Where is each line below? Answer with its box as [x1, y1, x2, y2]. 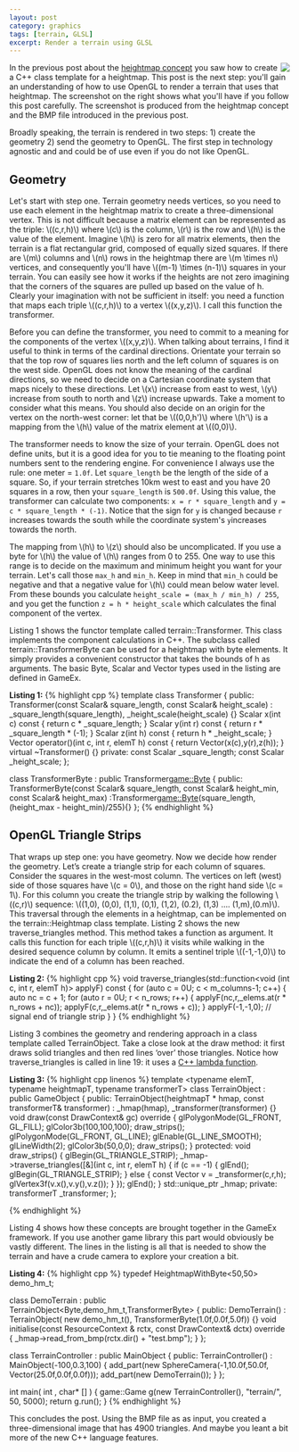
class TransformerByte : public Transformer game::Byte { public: [9, 774, 243, 784]
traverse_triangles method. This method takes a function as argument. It [9, 927, 274, 938]
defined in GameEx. [9, 673, 82, 684]
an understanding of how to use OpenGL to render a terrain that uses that [9, 81, 279, 92]
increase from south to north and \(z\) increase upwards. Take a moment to [9, 394, 286, 404]
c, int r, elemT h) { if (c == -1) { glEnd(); [107, 1159, 249, 1170]
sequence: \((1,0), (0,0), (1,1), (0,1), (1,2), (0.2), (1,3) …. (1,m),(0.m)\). [35, 899, 280, 909]
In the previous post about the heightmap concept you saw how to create [9, 62, 279, 73]
